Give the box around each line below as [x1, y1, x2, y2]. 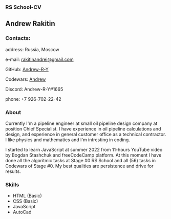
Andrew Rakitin [5, 19, 55, 28]
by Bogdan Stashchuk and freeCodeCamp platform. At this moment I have [5, 152, 162, 158]
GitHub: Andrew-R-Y [5, 66, 49, 72]
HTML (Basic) [12, 193, 42, 199]
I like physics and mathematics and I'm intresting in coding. [5, 137, 131, 143]
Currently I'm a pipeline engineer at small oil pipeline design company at [5, 120, 158, 126]
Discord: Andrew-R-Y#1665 [5, 86, 63, 92]
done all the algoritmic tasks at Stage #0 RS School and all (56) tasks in [5, 157, 156, 163]
